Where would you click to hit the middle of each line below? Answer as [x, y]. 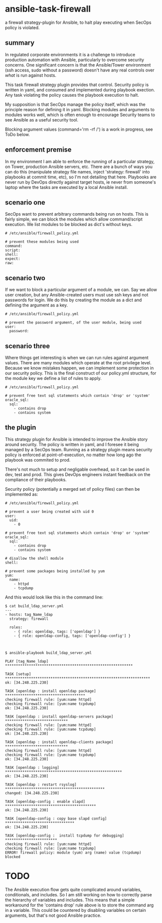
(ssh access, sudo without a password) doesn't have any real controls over [80, 70]
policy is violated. [22, 27]
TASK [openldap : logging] [32, 768]
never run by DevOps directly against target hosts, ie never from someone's [81, 182]
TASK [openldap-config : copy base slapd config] [56, 819]
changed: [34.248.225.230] [32, 793]
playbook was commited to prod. [38, 460]
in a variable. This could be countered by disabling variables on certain [76, 910]
